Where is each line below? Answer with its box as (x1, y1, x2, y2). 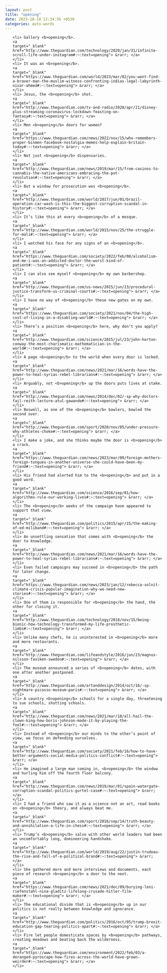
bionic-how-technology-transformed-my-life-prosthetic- (12, 622, 131, 627)
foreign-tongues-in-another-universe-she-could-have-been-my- (12, 460, 145, 465)
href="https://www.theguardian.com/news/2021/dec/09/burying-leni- (12, 884, 156, 890)
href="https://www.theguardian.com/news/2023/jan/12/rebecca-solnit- (12, 583, 161, 588)
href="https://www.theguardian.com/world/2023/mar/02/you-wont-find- (12, 75, 161, 80)
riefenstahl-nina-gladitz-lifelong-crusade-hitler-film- (12, 889, 134, 894)
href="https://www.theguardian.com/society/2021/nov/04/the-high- (12, 311, 154, 316)
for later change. (12, 569, 51, 575)
